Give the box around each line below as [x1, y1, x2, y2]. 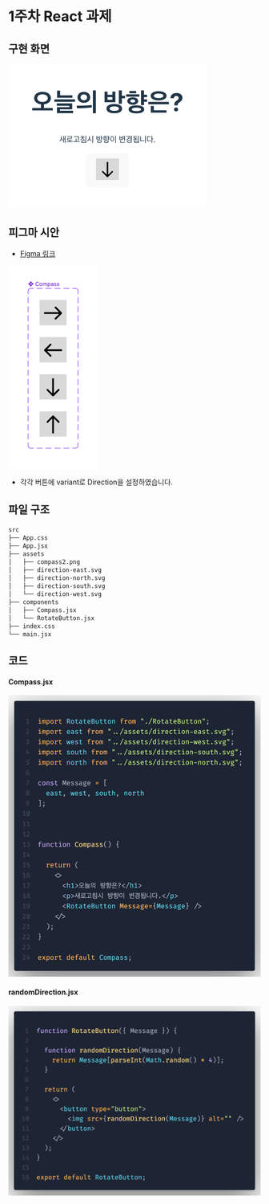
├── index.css [8, 622, 56, 631]
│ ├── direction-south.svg [8, 582, 106, 590]
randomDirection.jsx [8, 987, 78, 997]
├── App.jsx [8, 541, 48, 550]
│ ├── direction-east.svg [8, 565, 102, 574]
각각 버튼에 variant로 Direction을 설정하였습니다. [19, 477, 174, 487]
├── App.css [8, 533, 48, 542]
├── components [8, 598, 59, 606]
